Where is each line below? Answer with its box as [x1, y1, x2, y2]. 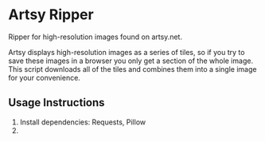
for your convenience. [8, 73, 81, 82]
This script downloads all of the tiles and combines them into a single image [8, 64, 257, 73]
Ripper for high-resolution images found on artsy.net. [8, 32, 183, 41]
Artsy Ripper [8, 6, 94, 24]
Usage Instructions [8, 96, 105, 109]
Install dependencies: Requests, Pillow [19, 117, 146, 127]
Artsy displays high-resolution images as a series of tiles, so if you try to [8, 47, 245, 57]
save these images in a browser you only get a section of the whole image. [8, 56, 253, 65]
